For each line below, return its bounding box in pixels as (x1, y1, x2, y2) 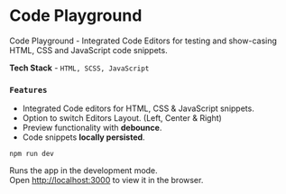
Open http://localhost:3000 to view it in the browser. (9, 175, 204, 186)
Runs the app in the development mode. (9, 165, 158, 176)
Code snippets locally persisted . (22, 132, 146, 143)
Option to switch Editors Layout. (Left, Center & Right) (22, 113, 223, 124)
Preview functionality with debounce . (22, 123, 162, 134)
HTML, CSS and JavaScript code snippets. (9, 44, 169, 55)
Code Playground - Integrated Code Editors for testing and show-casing (9, 35, 278, 46)
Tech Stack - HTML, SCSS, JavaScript (9, 62, 150, 73)
